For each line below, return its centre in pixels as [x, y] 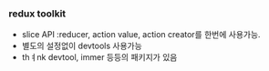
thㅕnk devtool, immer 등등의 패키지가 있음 [99, 57]
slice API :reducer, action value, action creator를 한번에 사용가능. [141, 35]
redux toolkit [37, 14]
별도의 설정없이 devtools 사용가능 [82, 46]
